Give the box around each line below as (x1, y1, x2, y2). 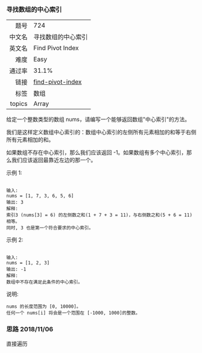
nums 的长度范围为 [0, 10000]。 (6, 304, 81, 310)
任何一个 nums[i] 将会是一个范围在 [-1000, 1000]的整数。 (6, 310, 140, 316)
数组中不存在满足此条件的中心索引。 (6, 279, 83, 286)
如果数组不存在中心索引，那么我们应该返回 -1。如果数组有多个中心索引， (6, 149, 187, 156)
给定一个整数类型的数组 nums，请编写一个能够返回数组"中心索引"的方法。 (6, 116, 191, 123)
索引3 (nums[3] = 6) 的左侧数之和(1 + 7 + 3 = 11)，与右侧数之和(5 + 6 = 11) (6, 212, 193, 218)
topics (10, 99, 28, 108)
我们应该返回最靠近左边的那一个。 (11, 157, 96, 164)
